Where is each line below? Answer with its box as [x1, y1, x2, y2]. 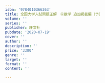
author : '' [5, 39, 27, 44]
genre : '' [5, 52, 25, 58]
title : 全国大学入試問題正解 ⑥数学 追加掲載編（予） [5, 12, 103, 17]
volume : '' [5, 16, 27, 21]
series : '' [5, 21, 27, 26]
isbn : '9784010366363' [5, 7, 51, 12]
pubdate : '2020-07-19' [5, 30, 51, 35]
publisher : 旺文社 [5, 25, 41, 30]
